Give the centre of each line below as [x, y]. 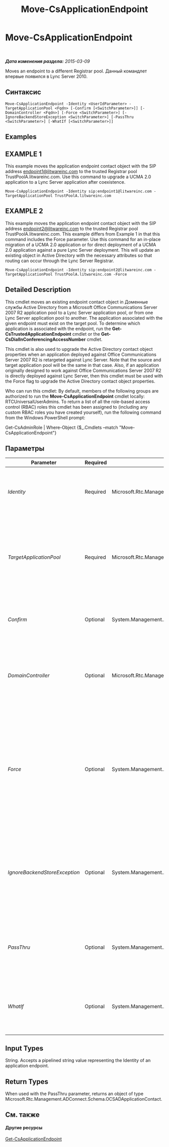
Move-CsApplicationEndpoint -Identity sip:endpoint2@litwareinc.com [78, 270]
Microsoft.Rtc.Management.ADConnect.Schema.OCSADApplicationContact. [84, 1099]
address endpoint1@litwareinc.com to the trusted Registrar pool [71, 171]
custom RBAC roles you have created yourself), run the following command [83, 412]
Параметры [25, 448]
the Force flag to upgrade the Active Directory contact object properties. [80, 381]
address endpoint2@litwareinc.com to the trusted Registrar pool [72, 228]
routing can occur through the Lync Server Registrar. [60, 261]
